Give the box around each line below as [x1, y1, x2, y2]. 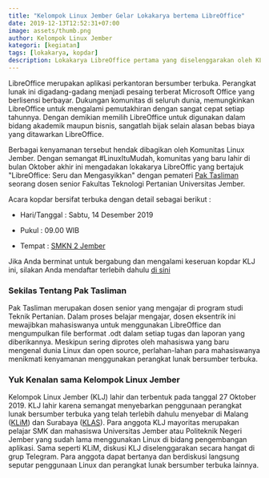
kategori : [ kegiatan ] [8, 42, 81, 50]
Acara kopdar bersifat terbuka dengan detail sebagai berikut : [8, 194, 211, 204]
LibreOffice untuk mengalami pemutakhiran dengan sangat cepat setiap [8, 103, 245, 113]
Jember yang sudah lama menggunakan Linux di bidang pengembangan [8, 435, 247, 444]
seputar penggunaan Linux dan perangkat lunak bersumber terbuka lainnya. [8, 460, 259, 470]
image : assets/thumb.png [8, 26, 91, 34]
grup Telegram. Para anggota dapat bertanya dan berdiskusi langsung [8, 452, 240, 461]
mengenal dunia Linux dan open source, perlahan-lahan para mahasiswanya [8, 346, 260, 355]
